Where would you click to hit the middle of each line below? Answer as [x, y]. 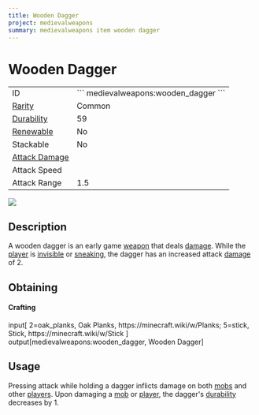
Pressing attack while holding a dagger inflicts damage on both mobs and [128, 385]
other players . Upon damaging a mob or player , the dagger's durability [122, 394]
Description [37, 227]
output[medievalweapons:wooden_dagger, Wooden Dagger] [106, 342]
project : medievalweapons [50, 23]
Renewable [33, 132]
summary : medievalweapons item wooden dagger [84, 30]
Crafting [22, 308]
